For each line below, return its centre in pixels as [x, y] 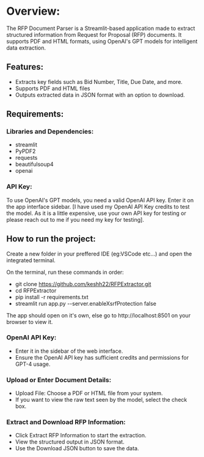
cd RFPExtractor [36, 290]
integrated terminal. [31, 260]
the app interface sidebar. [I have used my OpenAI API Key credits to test [98, 206]
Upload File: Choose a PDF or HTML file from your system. [89, 393]
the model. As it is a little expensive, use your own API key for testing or [96, 213]
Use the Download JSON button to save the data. [77, 448]
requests [26, 158]
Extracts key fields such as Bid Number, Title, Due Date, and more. [99, 81]
